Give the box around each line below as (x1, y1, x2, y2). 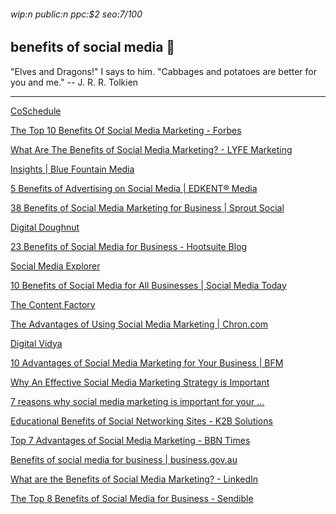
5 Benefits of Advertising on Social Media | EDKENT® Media (10, 182, 258, 194)
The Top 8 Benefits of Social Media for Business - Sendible (10, 492, 254, 504)
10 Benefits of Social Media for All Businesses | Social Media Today (10, 279, 287, 291)
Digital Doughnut (10, 221, 80, 233)
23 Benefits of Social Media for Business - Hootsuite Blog (10, 240, 248, 252)
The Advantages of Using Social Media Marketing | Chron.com (10, 318, 269, 330)
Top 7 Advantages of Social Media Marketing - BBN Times (10, 434, 251, 446)
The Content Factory (10, 298, 96, 310)
